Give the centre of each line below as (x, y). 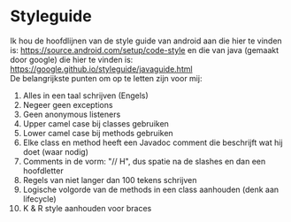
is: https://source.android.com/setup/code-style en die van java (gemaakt (145, 50)
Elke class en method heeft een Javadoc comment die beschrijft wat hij (153, 142)
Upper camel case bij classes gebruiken (96, 123)
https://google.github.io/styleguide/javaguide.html (101, 69)
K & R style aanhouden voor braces (87, 208)
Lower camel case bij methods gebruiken (98, 133)
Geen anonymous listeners (72, 114)
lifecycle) (39, 199)
